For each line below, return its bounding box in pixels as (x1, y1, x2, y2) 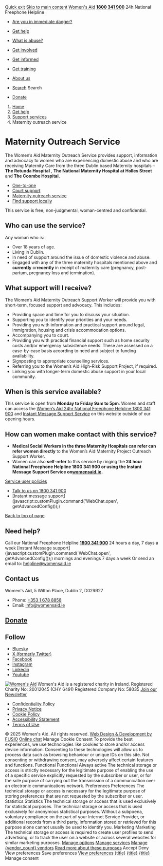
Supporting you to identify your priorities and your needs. (12, 317, 127, 322)
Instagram (12, 661, 33, 667)
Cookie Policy (12, 711, 40, 717)
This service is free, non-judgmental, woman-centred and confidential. (5, 207, 147, 213)
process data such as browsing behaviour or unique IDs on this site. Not (5, 752, 150, 758)
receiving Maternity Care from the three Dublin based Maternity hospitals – (5, 163, 155, 169)
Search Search (12, 85, 42, 91)
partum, (12, 270, 28, 276)
